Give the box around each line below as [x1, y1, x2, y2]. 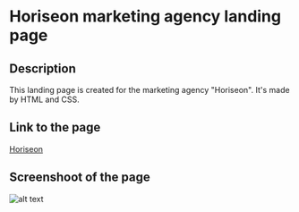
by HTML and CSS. [9, 94, 80, 105]
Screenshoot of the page [9, 170, 150, 185]
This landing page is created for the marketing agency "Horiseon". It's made [9, 85, 290, 95]
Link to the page [9, 120, 101, 135]
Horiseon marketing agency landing [9, 6, 282, 27]
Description [9, 61, 76, 76]
